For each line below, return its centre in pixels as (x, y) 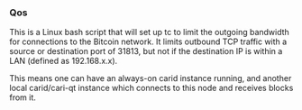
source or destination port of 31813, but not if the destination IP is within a (146, 51)
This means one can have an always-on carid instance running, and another (151, 78)
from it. (23, 97)
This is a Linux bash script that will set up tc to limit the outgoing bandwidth (150, 32)
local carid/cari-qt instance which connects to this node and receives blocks (151, 88)
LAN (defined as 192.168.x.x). (64, 61)
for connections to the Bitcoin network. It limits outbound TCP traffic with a (148, 41)
